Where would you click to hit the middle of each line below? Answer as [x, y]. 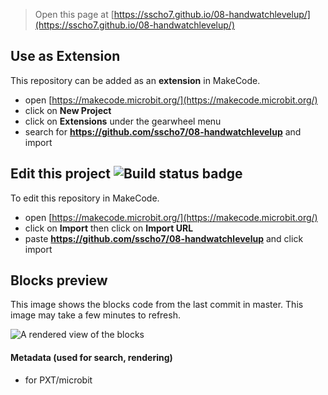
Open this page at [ [74, 14]
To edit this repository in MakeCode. [85, 198]
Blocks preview [59, 280]
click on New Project [68, 110]
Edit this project [60, 174]
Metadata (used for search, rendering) [91, 358]
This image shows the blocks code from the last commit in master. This [157, 305]
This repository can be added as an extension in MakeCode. [135, 80]
